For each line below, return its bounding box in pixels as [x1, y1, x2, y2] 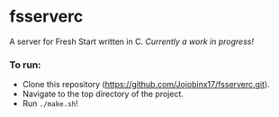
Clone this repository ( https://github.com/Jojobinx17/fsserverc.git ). [22, 79, 270, 90]
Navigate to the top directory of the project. [22, 88, 184, 100]
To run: [9, 58, 42, 71]
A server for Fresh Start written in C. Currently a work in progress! [9, 36, 255, 47]
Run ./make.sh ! [22, 98, 78, 109]
